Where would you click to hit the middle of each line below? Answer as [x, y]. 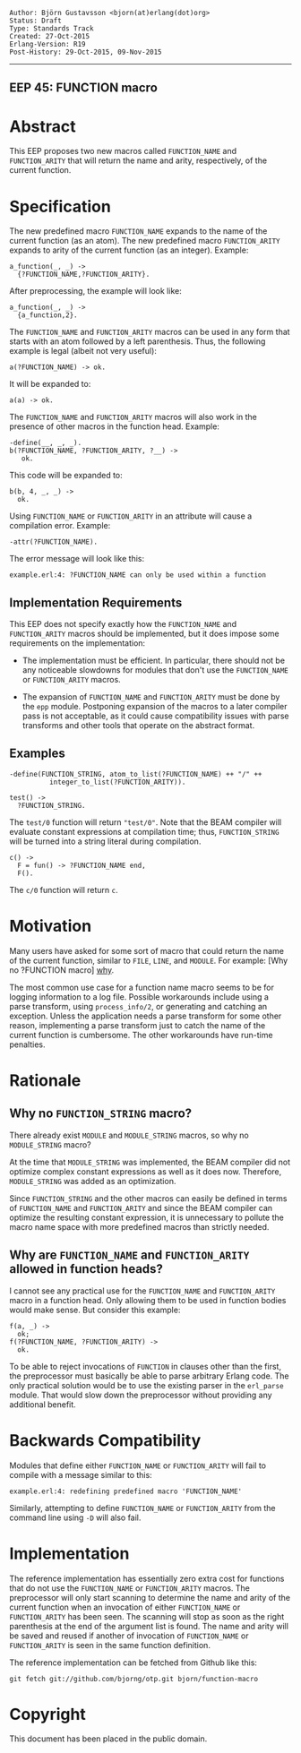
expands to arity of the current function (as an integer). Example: [129, 250]
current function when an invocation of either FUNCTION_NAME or [125, 1607]
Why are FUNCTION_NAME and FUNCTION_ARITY [129, 1255]
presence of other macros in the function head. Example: [114, 426]
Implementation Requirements [96, 602]
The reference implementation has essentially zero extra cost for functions [147, 1578]
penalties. [28, 1044]
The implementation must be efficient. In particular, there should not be [153, 661]
